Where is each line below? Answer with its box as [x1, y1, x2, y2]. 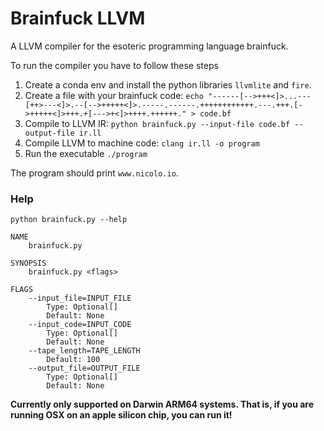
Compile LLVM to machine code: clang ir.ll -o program [24, 137, 260, 149]
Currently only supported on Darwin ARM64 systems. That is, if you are [10, 398, 315, 411]
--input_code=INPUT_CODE [28, 320, 132, 330]
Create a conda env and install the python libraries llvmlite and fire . [24, 78, 312, 91]
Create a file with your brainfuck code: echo [24, 89, 204, 101]
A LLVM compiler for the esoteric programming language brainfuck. [10, 40, 289, 52]
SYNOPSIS [10, 258, 47, 269]
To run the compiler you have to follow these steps [10, 59, 219, 71]
